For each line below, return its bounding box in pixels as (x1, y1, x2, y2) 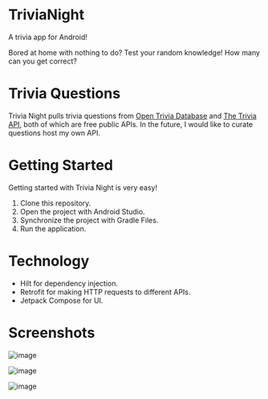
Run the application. (19, 223, 87, 234)
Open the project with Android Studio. (19, 206, 146, 216)
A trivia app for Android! (8, 32, 88, 42)
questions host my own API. (8, 128, 101, 137)
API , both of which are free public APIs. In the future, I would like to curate (8, 119, 254, 129)
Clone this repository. (19, 198, 91, 208)
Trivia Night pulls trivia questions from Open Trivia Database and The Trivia (8, 111, 257, 120)
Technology (8, 252, 90, 270)
